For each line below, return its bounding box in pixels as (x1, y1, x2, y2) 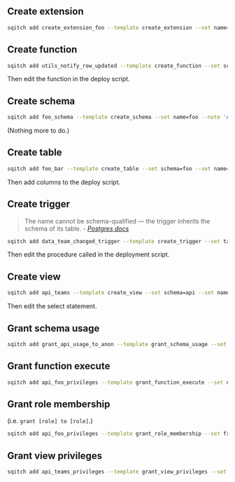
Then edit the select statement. (7, 302, 97, 310)
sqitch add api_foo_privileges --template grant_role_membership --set (7, 430, 220, 437)
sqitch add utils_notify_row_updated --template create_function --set (7, 62, 220, 69)
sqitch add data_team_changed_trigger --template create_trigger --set (7, 237, 220, 245)
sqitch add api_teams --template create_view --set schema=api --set (7, 289, 215, 296)
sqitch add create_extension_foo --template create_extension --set (7, 24, 211, 31)
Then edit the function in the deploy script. (7, 75, 131, 83)
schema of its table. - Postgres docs (24, 224, 129, 233)
